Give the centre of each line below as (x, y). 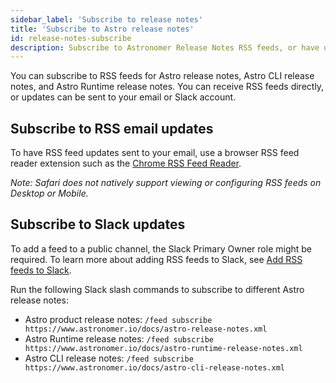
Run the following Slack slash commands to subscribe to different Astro (157, 289)
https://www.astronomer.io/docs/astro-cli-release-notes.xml (155, 367)
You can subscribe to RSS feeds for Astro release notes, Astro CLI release (162, 76)
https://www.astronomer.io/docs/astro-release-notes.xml (146, 329)
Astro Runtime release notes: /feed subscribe (119, 338)
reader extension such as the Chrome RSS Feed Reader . (126, 163)
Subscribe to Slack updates (98, 224)
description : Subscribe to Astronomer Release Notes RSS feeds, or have (165, 47)
